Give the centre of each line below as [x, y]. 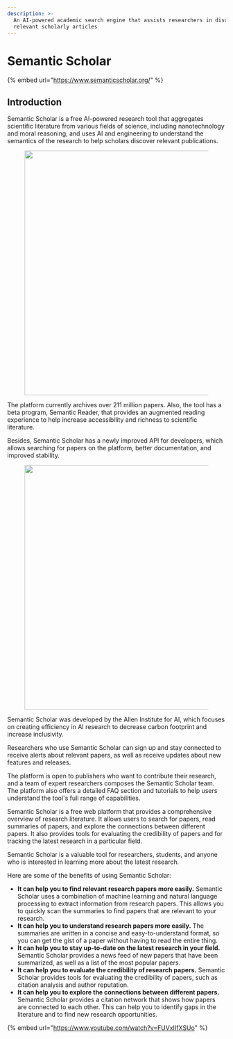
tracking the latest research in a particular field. [75, 841]
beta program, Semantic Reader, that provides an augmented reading [106, 412]
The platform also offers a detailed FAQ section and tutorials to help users [112, 791]
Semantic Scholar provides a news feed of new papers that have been [118, 956]
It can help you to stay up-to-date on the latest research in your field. [119, 948]
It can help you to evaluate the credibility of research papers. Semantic [121, 970]
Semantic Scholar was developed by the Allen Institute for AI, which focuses [116, 719]
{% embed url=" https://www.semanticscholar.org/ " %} [86, 80]
